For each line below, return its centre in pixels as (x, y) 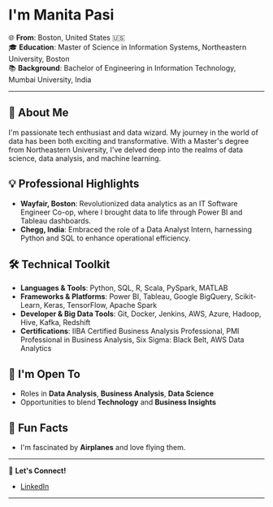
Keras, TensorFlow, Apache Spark (100, 305)
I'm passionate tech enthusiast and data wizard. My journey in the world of (133, 132)
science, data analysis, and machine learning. (85, 158)
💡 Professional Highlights (74, 184)
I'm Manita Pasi (61, 15)
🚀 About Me (39, 113)
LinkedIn (35, 486)
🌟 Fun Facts (39, 428)
